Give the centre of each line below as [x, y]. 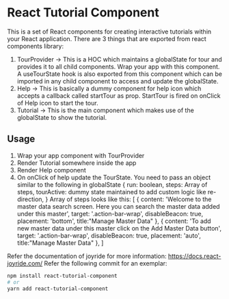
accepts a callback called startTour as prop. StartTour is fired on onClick [119, 95]
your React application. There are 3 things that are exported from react [107, 38]
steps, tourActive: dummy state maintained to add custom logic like [111, 192]
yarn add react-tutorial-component [58, 289]
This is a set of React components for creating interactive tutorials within [109, 31]
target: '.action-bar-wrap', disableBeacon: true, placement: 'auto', [109, 235]
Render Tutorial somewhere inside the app [77, 163]
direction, [30, 199]
